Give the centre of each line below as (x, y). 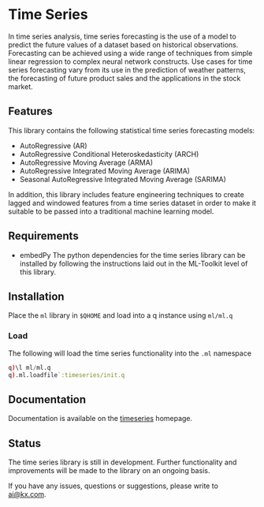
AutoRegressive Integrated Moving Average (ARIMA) (105, 170)
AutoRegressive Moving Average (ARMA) (86, 162)
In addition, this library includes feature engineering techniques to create (126, 194)
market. (20, 86)
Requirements (43, 236)
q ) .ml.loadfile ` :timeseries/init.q (67, 375)
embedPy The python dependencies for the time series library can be (132, 255)
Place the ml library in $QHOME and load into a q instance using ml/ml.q (121, 315)
